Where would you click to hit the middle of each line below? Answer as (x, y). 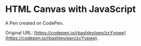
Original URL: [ (21, 32)
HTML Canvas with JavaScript (70, 9)
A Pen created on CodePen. (34, 23)
